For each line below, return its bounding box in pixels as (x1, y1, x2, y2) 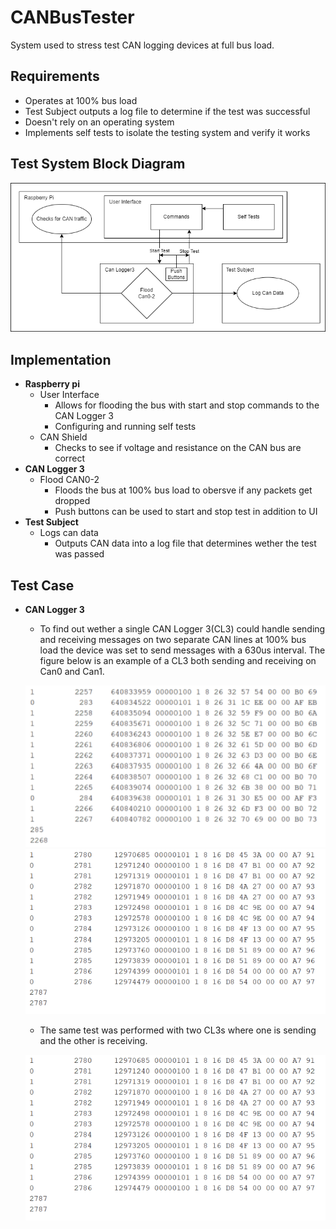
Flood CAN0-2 (39, 474, 100, 486)
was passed (54, 548, 105, 560)
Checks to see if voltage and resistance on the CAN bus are (54, 442, 302, 454)
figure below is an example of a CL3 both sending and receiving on (39, 654, 317, 666)
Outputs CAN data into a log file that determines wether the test (54, 537, 317, 550)
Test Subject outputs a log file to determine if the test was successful (24, 105, 311, 117)
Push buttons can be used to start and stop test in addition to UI (54, 506, 318, 518)
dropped (54, 495, 91, 507)
